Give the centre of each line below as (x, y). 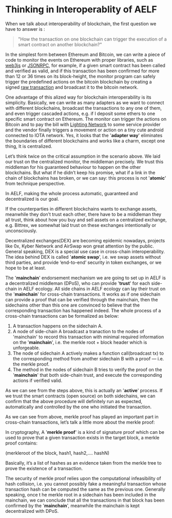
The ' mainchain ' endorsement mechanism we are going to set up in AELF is (85, 278)
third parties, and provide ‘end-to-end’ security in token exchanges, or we (83, 262)
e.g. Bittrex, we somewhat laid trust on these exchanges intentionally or (81, 225)
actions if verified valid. (37, 380)
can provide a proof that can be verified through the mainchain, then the (82, 299)
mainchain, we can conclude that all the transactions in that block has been (85, 500)
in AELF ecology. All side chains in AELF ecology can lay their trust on (92, 289)
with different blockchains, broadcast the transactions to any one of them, (83, 108)
